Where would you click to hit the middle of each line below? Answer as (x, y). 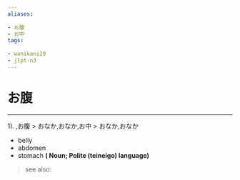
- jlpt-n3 (22, 61)
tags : (15, 41)
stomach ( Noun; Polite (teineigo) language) (84, 155)
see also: (38, 169)
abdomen (32, 148)
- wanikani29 (27, 54)
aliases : (20, 14)
